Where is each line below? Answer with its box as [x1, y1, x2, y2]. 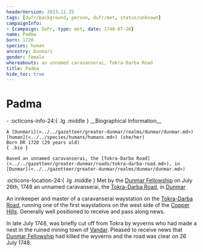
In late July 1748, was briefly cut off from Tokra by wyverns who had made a [6, 220, 197, 227]
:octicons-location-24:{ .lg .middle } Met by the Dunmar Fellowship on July [6, 177, 193, 184]
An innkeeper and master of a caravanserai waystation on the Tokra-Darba [6, 195, 193, 202]
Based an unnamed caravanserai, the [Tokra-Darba [6, 155, 135, 162]
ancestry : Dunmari [6, 49, 53, 55]
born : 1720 [6, 37, 34, 43]
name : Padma [6, 32, 36, 38]
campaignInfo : [6, 20, 42, 26]
